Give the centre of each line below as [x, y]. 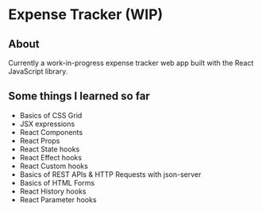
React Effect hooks [50, 157]
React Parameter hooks [58, 199]
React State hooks [50, 149]
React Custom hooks [54, 166]
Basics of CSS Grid [51, 115]
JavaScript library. [38, 71]
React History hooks [53, 191]
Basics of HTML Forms [57, 182]
